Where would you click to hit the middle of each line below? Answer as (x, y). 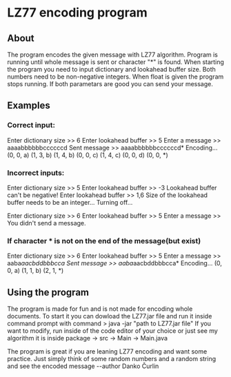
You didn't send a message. (47, 223)
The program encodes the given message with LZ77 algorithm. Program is (113, 54)
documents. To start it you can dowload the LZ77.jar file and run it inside (110, 316)
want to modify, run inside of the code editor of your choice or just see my (113, 331)
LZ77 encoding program (77, 13)
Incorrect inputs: (36, 172)
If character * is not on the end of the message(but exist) (104, 241)
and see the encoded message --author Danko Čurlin (83, 366)
